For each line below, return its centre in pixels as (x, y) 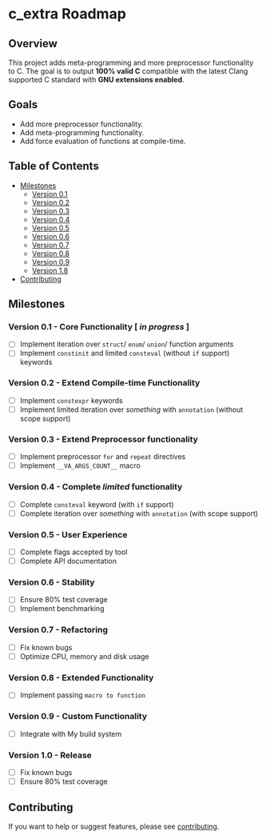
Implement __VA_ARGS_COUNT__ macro (80, 465)
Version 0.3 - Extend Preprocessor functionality (103, 439)
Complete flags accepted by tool (73, 552)
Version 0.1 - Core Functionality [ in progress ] (99, 326)
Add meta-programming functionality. (82, 132)
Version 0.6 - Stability (52, 582)
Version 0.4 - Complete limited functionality (95, 487)
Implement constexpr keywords (71, 400)
